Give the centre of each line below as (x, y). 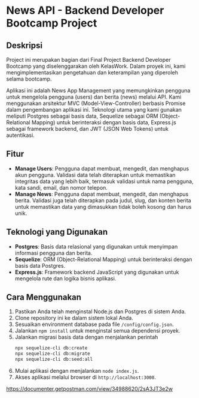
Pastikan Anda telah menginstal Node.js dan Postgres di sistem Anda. (100, 312)
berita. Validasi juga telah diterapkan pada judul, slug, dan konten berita (103, 200)
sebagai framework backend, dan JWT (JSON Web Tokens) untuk (88, 129)
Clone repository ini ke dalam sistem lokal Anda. (74, 318)
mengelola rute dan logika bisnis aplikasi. (65, 278)
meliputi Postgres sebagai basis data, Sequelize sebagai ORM (82, 116)
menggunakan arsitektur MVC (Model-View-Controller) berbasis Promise (96, 103)
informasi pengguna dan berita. (53, 253)
